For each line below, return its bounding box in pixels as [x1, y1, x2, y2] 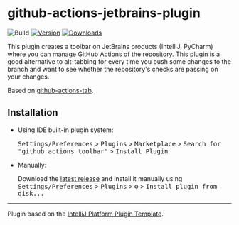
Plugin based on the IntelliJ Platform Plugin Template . [7, 209, 164, 218]
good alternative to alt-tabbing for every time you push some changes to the [7, 57, 231, 65]
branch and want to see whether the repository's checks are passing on [7, 65, 218, 73]
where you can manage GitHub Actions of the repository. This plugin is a [7, 50, 221, 58]
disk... [17, 190, 45, 197]
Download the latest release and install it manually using [17, 174, 183, 182]
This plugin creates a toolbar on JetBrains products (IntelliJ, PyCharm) [7, 42, 213, 50]
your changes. [7, 72, 50, 81]
